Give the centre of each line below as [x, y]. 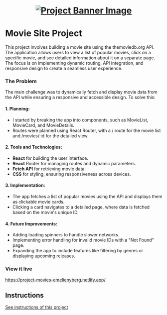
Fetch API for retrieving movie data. [49, 169]
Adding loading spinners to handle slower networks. [66, 235]
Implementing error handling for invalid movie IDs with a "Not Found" [83, 240]
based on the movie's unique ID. [45, 212]
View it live [19, 269]
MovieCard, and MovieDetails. [43, 125]
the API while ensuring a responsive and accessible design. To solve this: [80, 98]
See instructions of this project [37, 307]
